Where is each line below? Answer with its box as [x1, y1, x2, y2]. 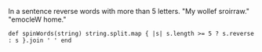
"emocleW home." [8, 15, 67, 24]
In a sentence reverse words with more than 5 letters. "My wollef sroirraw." [8, 7, 249, 16]
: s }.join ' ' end [8, 36, 72, 44]
